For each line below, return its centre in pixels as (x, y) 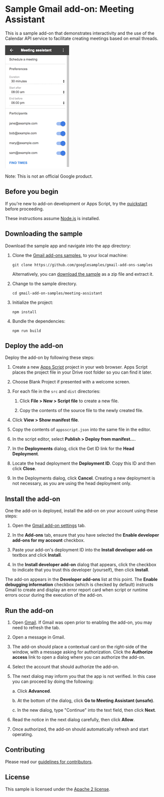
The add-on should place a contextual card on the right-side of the (80, 647)
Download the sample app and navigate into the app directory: (68, 246)
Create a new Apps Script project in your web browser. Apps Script (80, 367)
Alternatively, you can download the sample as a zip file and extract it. (83, 274)
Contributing (25, 750)
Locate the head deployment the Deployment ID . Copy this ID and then (84, 463)
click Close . (24, 469)
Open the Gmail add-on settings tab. (49, 526)
